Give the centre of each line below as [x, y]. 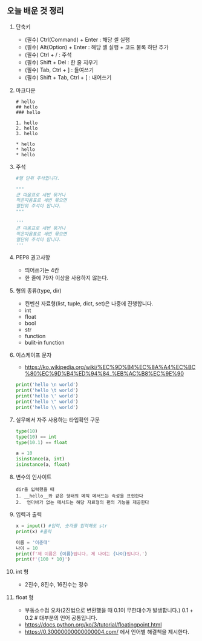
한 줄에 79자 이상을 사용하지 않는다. [67, 278]
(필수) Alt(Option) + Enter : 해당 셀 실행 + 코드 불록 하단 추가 [96, 47]
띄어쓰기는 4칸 [42, 270]
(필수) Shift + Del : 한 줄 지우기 [61, 62]
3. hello [27, 133]
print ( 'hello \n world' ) [47, 385]
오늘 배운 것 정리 [35, 11]
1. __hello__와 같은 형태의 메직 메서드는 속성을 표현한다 [80, 496]
